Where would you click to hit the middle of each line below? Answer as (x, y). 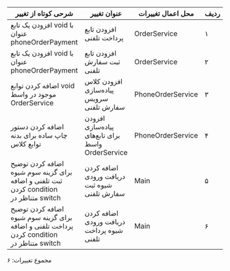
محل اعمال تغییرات (166, 13)
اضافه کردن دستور (37, 127)
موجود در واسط (34, 94)
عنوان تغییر (106, 13)
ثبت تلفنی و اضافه (37, 181)
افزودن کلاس (104, 81)
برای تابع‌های (102, 135)
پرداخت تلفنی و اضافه (42, 226)
